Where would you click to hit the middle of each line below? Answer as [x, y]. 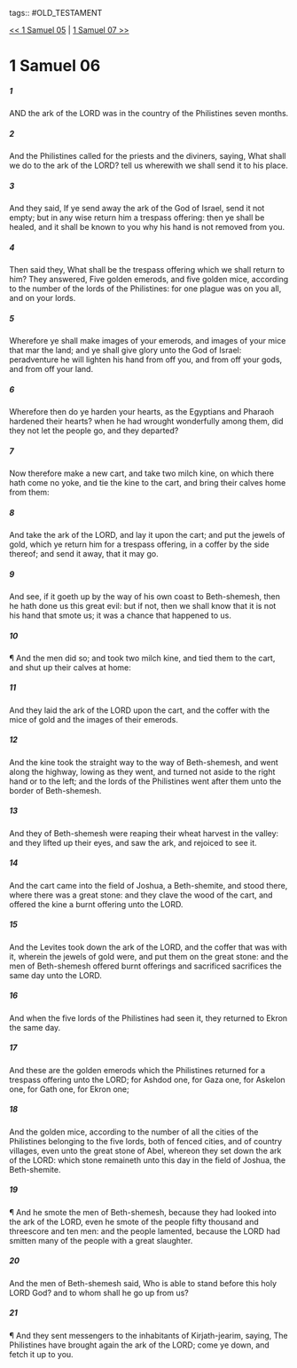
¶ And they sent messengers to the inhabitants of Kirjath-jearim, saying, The [148, 1335]
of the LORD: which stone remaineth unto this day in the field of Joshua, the [148, 1160]
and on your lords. [43, 298]
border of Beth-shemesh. [55, 790]
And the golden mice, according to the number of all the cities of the [134, 1132]
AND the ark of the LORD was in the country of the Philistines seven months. [149, 114]
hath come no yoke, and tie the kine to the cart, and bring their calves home [148, 482]
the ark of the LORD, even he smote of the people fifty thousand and [134, 1222]
